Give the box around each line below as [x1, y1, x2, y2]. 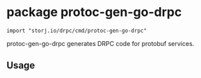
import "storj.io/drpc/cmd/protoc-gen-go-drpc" [6, 27, 147, 34]
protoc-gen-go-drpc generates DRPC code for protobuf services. [6, 39, 195, 47]
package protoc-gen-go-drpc [6, 4, 182, 20]
